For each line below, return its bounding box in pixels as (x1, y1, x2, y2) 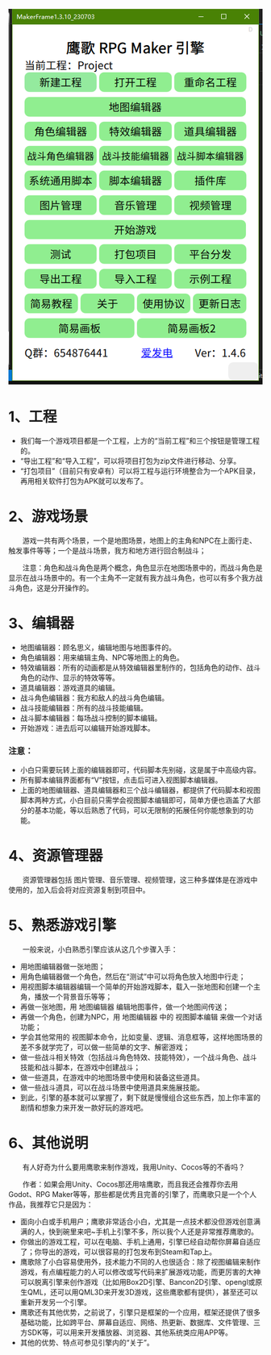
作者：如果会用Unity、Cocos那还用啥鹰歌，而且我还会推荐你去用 (23, 1179, 239, 1189)
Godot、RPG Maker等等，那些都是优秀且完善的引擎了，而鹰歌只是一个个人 (8, 1189, 257, 1199)
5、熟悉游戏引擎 (8, 916, 117, 935)
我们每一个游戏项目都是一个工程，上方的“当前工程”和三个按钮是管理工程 (19, 436, 261, 445)
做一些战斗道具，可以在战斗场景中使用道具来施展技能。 (19, 1082, 204, 1092)
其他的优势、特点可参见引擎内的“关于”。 (19, 1337, 155, 1347)
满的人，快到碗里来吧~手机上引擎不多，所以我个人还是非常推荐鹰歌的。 (19, 1227, 259, 1236)
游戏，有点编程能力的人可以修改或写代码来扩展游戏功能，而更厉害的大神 (19, 1267, 261, 1277)
